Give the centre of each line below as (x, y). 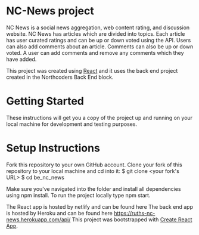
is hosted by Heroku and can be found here (60, 213)
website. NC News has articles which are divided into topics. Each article (96, 33)
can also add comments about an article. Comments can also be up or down (100, 47)
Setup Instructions (53, 148)
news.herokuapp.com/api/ (38, 219)
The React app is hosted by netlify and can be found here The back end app (100, 206)
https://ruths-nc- (135, 213)
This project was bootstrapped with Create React (132, 219)
